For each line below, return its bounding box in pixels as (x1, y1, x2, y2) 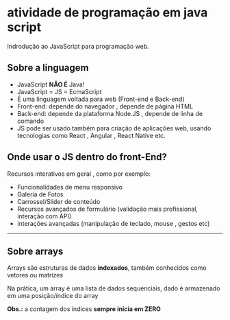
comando (16, 117, 44, 125)
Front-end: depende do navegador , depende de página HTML (16, 102, 194, 111)
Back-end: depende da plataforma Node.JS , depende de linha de (16, 109, 203, 117)
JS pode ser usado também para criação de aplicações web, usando (16, 124, 212, 132)
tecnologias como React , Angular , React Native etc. (16, 131, 166, 139)
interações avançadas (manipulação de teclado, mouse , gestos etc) (16, 219, 210, 227)
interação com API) (16, 212, 72, 220)
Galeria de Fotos (16, 190, 64, 198)
